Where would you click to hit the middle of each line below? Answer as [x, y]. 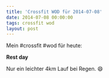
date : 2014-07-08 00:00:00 [40, 17]
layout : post [22, 28]
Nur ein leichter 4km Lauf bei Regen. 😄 [54, 69]
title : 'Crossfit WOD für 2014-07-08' [54, 12]
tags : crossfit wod [30, 23]
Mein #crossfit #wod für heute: [44, 46]
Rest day [17, 57]
